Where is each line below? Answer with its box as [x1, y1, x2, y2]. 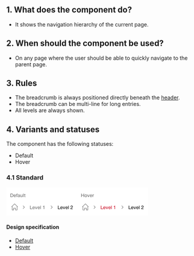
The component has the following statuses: [6, 140, 114, 148]
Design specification [6, 223, 60, 231]
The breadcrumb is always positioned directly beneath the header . [14, 94, 180, 101]
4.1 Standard [6, 173, 44, 182]
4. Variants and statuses [6, 124, 100, 134]
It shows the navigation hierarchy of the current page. [14, 20, 149, 28]
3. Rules [6, 78, 37, 89]
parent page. [14, 60, 47, 68]
